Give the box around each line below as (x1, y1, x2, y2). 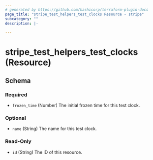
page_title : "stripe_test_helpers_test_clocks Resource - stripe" (5, 12, 144, 17)
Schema (5, 77, 31, 85)
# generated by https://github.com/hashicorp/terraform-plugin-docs (5, 7, 149, 12)
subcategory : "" (5, 16, 38, 21)
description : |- (5, 21, 38, 26)
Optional (5, 114, 26, 121)
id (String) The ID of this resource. (12, 149, 83, 155)
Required (5, 91, 28, 98)
